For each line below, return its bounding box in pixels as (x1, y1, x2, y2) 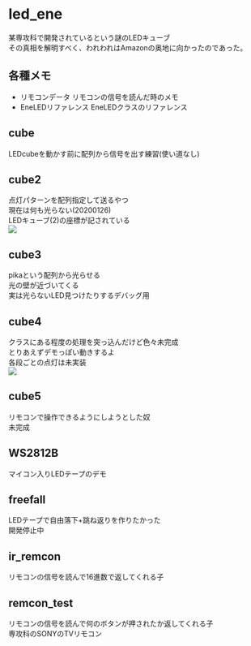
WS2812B (8, 446, 59, 460)
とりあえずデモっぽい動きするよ (8, 347, 115, 357)
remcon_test (8, 596, 74, 609)
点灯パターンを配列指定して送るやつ (8, 196, 129, 205)
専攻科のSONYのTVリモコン (8, 629, 103, 639)
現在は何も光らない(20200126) (8, 205, 112, 215)
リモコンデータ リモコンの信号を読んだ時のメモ (19, 92, 179, 101)
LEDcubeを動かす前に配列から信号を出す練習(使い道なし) (8, 149, 200, 158)
